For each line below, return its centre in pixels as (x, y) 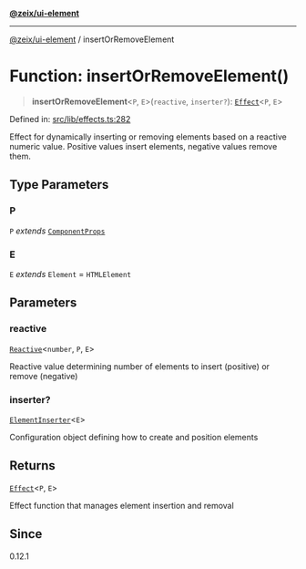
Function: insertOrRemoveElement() (149, 76)
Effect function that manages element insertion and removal (122, 505)
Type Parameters (59, 185)
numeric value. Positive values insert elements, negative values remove (143, 146)
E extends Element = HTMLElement (71, 274)
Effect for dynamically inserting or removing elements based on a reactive (148, 137)
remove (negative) (44, 376)
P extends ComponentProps (57, 231)
